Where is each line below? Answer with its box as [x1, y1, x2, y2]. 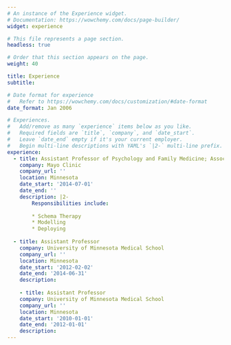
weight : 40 [7, 60, 38, 67]
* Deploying [32, 225, 67, 232]
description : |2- [19, 193, 69, 200]
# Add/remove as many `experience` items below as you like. [7, 123, 192, 131]
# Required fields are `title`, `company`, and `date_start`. [7, 130, 195, 137]
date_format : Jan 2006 [7, 104, 72, 111]
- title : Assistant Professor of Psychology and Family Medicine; [13, 155, 208, 162]
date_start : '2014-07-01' [19, 181, 94, 188]
